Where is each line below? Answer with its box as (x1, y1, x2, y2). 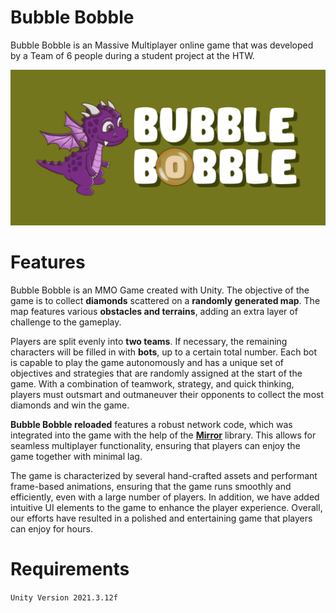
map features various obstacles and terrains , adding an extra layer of (10, 305, 298, 317)
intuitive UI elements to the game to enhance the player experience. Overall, (10, 501, 323, 513)
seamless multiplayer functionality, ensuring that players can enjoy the (10, 439, 301, 451)
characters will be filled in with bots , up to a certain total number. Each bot (10, 346, 317, 358)
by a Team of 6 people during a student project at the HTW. (10, 49, 255, 61)
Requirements (10, 558, 130, 581)
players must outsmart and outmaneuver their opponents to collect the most (10, 388, 324, 400)
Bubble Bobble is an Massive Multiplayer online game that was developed (10, 39, 314, 51)
